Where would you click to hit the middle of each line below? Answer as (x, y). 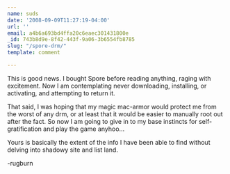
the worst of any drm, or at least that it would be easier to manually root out (115, 114)
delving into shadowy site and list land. (63, 150)
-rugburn (20, 163)
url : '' (18, 26)
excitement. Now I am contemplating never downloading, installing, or (107, 86)
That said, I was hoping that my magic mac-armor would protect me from (112, 106)
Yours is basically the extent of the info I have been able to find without (109, 142)
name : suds (23, 14)
